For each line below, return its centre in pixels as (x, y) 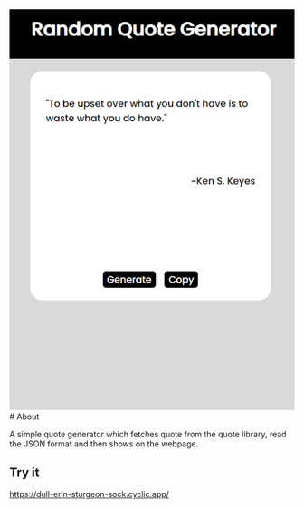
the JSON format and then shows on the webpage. (104, 444)
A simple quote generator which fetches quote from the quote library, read (148, 435)
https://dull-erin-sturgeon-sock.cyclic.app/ (90, 494)
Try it (24, 472)
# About (24, 417)
